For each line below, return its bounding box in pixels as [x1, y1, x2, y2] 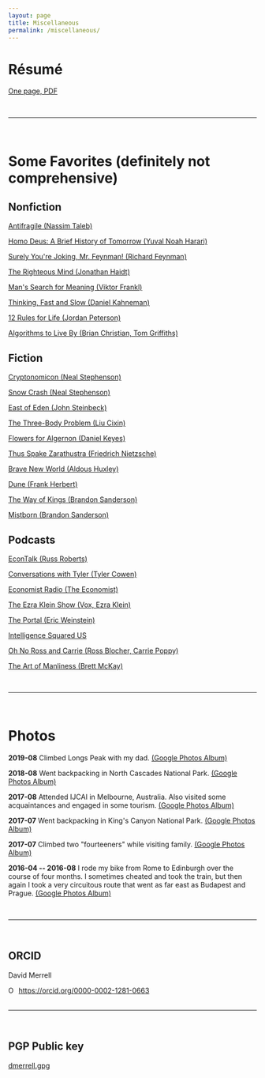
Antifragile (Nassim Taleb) [8, 221, 93, 231]
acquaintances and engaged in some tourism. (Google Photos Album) [8, 800, 235, 810]
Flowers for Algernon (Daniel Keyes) [8, 434, 126, 443]
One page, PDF [8, 86, 58, 96]
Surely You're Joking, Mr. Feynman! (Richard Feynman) [8, 252, 187, 262]
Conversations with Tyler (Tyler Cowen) [8, 569, 137, 579]
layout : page [8, 11, 51, 20]
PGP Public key [8, 1040, 84, 1053]
